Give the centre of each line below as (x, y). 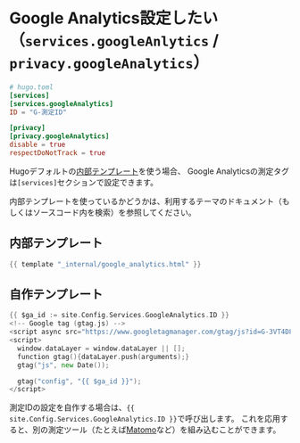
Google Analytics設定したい (114, 18)
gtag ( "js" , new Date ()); (63, 365)
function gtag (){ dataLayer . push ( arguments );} (104, 357)
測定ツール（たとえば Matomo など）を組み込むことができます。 (164, 430)
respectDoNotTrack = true (57, 153)
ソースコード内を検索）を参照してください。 (114, 212)
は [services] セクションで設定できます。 (84, 182)
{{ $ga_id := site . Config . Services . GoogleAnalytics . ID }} (119, 316)
